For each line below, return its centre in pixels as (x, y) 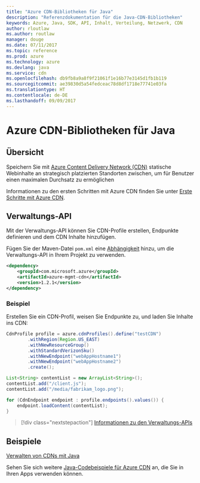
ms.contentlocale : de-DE (37, 95)
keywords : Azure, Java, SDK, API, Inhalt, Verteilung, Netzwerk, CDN (95, 23)
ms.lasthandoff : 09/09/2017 (41, 101)
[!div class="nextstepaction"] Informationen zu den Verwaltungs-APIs (107, 423)
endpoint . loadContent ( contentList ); (63, 405)
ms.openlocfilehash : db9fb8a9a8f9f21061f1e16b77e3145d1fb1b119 (87, 78)
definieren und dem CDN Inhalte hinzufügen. (61, 237)
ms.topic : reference (32, 51)
